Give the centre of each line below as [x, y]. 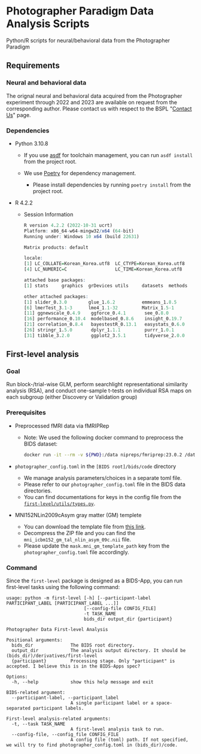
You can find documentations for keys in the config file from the [102, 497]
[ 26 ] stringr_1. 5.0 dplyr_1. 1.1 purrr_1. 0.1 [99, 330]
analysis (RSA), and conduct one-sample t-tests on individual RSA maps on [99, 390]
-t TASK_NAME [100, 614]
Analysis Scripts [48, 24]
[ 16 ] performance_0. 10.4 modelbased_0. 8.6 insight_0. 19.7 [103, 319]
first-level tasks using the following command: [63, 587]
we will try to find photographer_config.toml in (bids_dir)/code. [92, 745]
